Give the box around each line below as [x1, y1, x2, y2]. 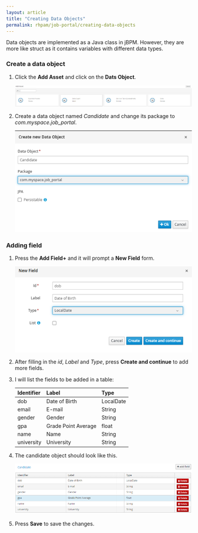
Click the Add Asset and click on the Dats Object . [14, 73, 137, 80]
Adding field [6, 241, 42, 250]
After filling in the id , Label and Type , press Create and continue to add [14, 358, 189, 365]
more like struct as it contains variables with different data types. [6, 45, 164, 53]
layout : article [6, 9, 46, 15]
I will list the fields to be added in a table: [14, 376, 114, 383]
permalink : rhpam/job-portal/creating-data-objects [6, 22, 136, 28]
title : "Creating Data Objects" [6, 15, 85, 22]
